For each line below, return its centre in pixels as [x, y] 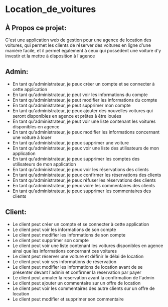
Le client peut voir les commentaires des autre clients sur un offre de [83, 288]
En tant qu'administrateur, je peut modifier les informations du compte [85, 100]
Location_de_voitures [51, 9]
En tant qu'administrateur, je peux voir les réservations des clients [80, 169]
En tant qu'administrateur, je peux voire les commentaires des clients [84, 185]
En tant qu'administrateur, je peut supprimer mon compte [71, 105]
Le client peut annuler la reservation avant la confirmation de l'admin [83, 277]
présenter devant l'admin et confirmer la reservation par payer [77, 272]
